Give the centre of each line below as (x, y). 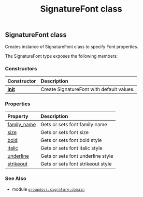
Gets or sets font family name (74, 125)
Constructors (21, 68)
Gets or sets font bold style (71, 140)
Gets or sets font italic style (71, 148)
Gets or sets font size (64, 132)
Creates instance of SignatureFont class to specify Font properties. (72, 47)
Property (18, 116)
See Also (16, 179)
